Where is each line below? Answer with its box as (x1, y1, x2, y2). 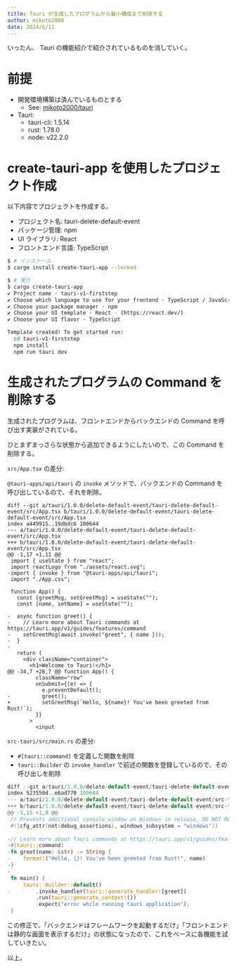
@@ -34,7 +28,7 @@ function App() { (7, 668, 114, 675)
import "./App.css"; (10, 575, 71, 582)
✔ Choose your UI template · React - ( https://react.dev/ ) (7, 310, 184, 317)
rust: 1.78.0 (27, 126, 60, 134)
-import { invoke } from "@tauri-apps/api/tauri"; (7, 569, 159, 577)
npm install (13, 342, 49, 349)
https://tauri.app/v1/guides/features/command (7, 625, 146, 632)
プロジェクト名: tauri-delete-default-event (17, 217, 140, 226)
